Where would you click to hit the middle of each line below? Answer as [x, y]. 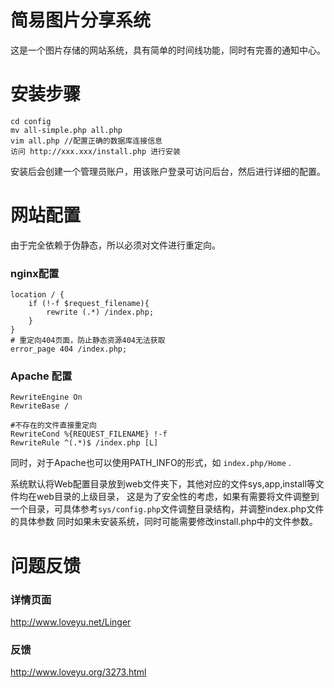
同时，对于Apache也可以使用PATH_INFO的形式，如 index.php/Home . [151, 463]
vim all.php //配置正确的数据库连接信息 [86, 141]
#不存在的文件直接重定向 [53, 426]
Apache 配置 [41, 376]
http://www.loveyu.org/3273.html [78, 672]
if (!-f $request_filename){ [89, 304]
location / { [37, 295]
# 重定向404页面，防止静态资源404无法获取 [88, 341]
